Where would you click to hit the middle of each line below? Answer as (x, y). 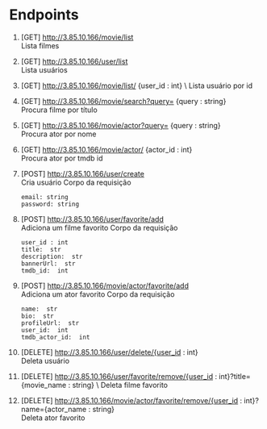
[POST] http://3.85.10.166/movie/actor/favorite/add (104, 285)
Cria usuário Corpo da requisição (76, 182)
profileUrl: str (50, 323)
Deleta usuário (45, 360)
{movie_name (44, 385)
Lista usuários (44, 69)
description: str (52, 256)
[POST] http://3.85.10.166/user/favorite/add (92, 219)
